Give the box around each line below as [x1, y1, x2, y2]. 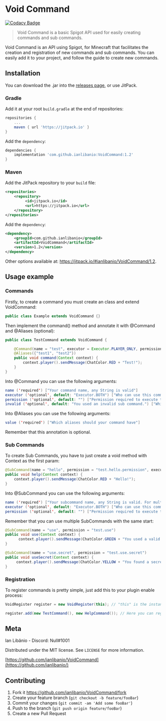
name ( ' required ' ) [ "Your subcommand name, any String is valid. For [5, 500, 152, 505]
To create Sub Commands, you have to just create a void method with [5, 453, 147, 459]
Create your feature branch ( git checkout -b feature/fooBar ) [12, 695, 139, 701]
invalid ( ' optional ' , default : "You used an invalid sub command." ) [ [5, 402, 154, 407]
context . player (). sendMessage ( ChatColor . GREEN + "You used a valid [18, 537, 161, 542]
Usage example [5, 273, 54, 281]
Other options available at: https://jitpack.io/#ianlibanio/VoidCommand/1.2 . [5, 258, 157, 264]
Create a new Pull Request [12, 711, 67, 717]
